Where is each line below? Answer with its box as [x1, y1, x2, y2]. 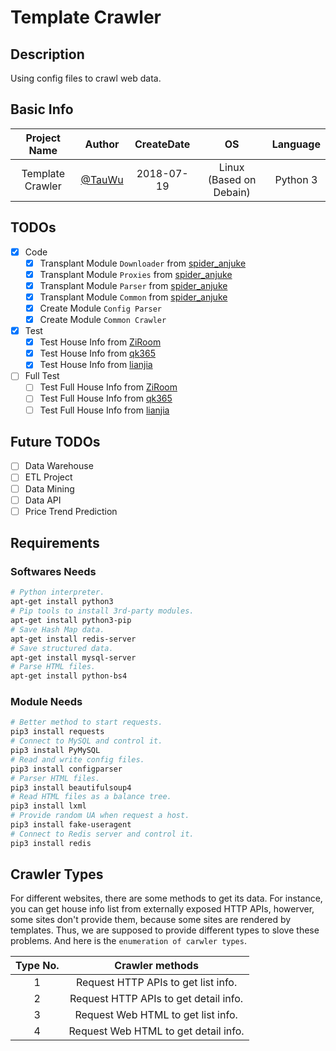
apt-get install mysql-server [10, 652, 137, 663]
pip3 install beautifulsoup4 [10, 782, 132, 793]
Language [271, 137, 321, 151]
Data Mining [24, 482, 75, 495]
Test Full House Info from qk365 [39, 392, 173, 405]
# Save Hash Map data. [10, 624, 105, 635]
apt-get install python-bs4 [10, 671, 128, 681]
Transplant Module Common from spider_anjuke [39, 291, 228, 303]
